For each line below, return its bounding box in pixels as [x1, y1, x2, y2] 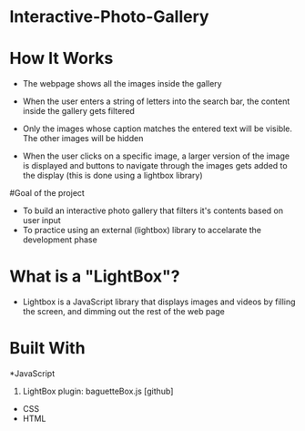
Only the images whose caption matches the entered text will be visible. [22, 123, 293, 134]
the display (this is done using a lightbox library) [22, 170, 203, 181]
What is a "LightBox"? [9, 266, 180, 287]
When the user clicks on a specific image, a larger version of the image [22, 150, 290, 161]
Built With [9, 338, 86, 359]
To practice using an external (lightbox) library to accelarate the [22, 225, 262, 236]
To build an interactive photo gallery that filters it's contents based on [22, 205, 284, 216]
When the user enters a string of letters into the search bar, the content [22, 96, 290, 107]
